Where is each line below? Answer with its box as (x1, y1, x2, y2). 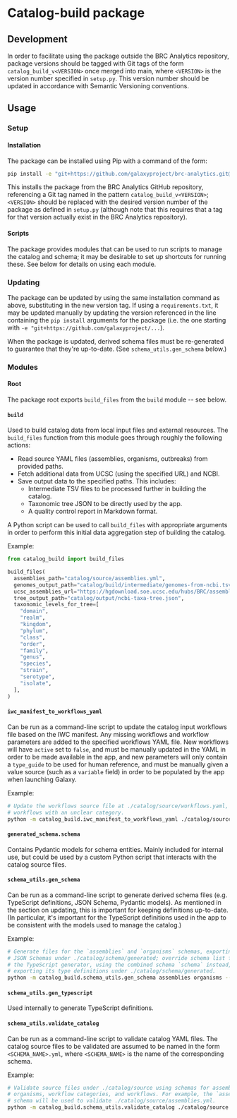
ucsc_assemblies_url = (13, 588, 78, 595)
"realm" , (20, 614, 46, 622)
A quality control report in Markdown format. (28, 507, 158, 516)
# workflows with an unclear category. (7, 809, 125, 816)
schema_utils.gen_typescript (7, 990, 93, 997)
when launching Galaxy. (7, 775, 77, 783)
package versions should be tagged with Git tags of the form (7, 59, 184, 68)
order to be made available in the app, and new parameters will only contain (7, 752, 228, 761)
